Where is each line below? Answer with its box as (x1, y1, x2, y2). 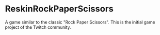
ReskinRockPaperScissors (5, 3, 114, 14)
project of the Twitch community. (5, 24, 71, 30)
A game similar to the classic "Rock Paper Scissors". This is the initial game (5, 19, 155, 25)
